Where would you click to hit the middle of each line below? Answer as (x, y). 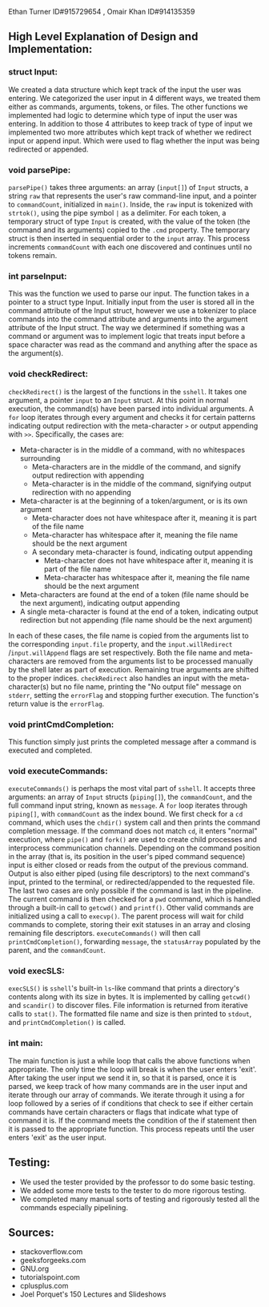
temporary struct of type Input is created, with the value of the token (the (129, 221)
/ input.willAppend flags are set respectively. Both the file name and (120, 652)
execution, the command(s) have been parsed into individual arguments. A (131, 409)
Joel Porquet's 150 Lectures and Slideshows (93, 1294)
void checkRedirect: (48, 374)
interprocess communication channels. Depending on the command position (134, 848)
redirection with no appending (82, 492)
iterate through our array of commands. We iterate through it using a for (126, 1095)
